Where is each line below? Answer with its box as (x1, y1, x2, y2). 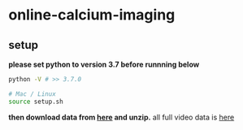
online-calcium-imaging (8, 6, 176, 24)
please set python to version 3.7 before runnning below (8, 59, 200, 69)
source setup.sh (8, 97, 63, 106)
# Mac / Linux (8, 89, 57, 98)
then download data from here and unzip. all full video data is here (8, 112, 235, 122)
